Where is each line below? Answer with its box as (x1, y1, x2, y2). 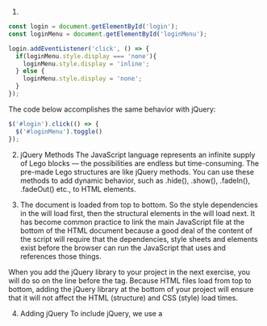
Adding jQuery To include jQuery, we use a (19, 308, 163, 318)
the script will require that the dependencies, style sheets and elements (19, 234, 258, 243)
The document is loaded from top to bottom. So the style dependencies (19, 200, 258, 210)
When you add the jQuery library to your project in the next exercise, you (8, 267, 251, 277)
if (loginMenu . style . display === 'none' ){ (15, 52, 157, 60)
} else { (15, 67, 45, 75)
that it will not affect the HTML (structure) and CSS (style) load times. (8, 293, 238, 303)
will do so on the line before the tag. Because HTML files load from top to (8, 275, 252, 286)
